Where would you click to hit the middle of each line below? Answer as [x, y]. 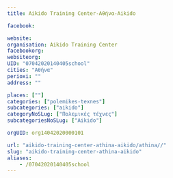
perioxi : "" [24, 76]
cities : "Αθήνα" [30, 70]
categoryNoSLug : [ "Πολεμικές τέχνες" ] [62, 114]
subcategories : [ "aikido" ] [45, 108]
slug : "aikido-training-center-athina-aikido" [75, 151]
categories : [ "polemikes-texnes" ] [56, 101]
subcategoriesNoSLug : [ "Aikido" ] [55, 120]
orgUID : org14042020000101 [45, 133]
